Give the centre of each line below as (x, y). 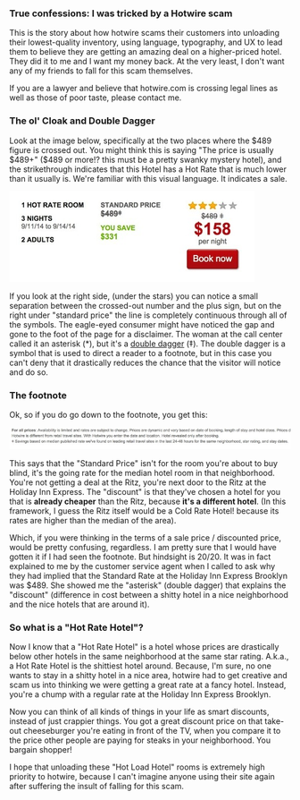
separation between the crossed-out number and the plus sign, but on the (146, 305)
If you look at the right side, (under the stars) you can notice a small (134, 296)
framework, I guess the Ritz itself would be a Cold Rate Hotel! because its (144, 511)
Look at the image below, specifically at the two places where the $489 (141, 140)
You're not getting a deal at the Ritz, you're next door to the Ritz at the (138, 482)
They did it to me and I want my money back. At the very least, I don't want (147, 62)
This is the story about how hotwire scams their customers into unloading (144, 33)
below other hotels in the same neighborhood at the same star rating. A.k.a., (149, 657)
